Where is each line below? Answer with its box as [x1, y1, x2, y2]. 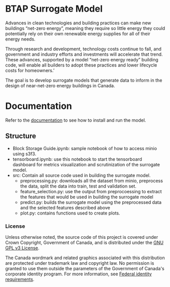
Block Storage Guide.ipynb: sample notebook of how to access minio [12, 145, 157, 151]
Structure [5, 132, 37, 140]
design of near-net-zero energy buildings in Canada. [5, 82, 115, 89]
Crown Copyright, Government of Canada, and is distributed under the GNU [5, 239, 164, 245]
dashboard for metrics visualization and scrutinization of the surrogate [12, 161, 160, 167]
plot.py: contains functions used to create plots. [20, 210, 120, 216]
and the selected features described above [20, 204, 111, 210]
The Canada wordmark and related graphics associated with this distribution [5, 255, 165, 261]
